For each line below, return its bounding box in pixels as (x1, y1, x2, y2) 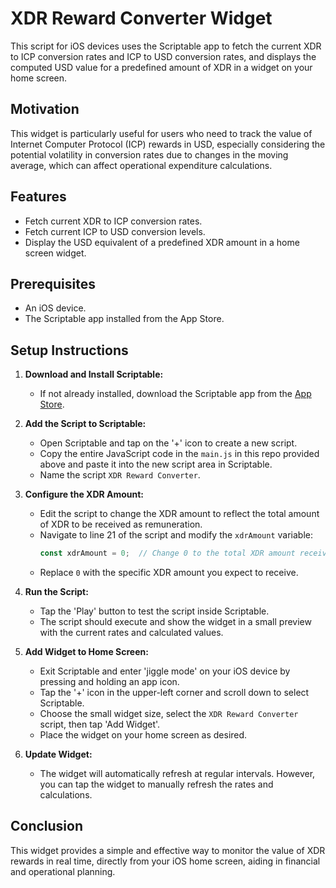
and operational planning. (10, 865, 116, 877)
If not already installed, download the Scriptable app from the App (39, 388, 312, 400)
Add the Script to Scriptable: (24, 418, 147, 430)
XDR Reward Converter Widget (10, 7, 273, 30)
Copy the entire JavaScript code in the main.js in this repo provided (39, 448, 320, 460)
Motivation (10, 101, 80, 118)
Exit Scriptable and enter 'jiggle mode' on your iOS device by (39, 665, 291, 677)
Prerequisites (10, 275, 96, 292)
